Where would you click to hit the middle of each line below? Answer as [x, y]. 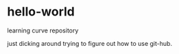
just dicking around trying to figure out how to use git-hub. [90, 43]
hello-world [41, 12]
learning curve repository [43, 30]
